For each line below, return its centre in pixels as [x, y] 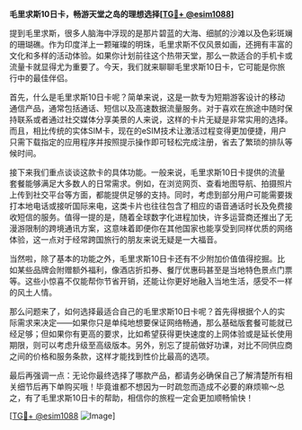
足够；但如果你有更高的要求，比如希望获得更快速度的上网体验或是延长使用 [155, 334]
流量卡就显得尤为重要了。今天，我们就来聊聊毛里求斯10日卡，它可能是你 [143, 67]
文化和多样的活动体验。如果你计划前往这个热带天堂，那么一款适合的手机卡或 [151, 56]
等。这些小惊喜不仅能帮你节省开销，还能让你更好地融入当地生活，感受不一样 [151, 281]
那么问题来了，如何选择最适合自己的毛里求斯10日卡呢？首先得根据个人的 [143, 312]
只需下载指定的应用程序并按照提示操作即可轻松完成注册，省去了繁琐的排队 [147, 142]
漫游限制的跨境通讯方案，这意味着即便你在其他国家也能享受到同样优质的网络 [151, 228]
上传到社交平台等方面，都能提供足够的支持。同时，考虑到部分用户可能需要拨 [151, 195]
